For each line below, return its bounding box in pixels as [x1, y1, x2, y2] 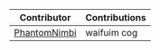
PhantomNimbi [14, 27, 77, 38]
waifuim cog [85, 27, 138, 38]
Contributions [85, 12, 146, 23]
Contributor [19, 12, 71, 23]
